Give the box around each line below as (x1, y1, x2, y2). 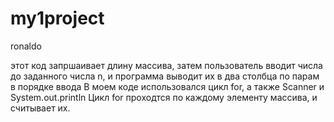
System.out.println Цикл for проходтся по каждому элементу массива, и (10, 91, 318, 103)
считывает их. (10, 102, 71, 114)
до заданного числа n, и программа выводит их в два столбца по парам (10, 70, 320, 82)
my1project (10, 7, 105, 30)
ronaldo (10, 40, 42, 52)
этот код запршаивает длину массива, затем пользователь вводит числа (10, 59, 323, 71)
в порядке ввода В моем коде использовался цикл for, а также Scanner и (10, 80, 325, 92)
